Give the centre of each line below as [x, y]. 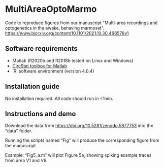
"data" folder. [19, 131]
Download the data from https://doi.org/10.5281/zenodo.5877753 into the [79, 126]
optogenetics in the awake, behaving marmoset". [55, 28]
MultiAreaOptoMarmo [51, 9]
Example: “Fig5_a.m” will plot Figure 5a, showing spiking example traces [78, 155]
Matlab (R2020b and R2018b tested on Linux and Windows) [73, 61]
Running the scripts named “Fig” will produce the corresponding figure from [82, 140]
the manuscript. [21, 146]
